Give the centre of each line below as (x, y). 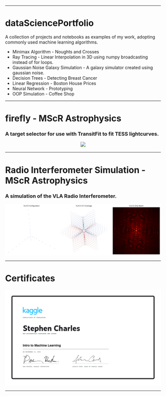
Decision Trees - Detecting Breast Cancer (55, 78)
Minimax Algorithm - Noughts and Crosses (56, 51)
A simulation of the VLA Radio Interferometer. (61, 196)
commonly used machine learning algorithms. (52, 42)
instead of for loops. (33, 62)
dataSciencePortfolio (49, 23)
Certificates (30, 278)
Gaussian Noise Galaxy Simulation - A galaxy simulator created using (83, 67)
